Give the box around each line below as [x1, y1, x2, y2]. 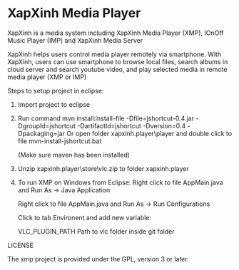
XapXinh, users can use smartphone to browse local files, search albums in [7, 57, 228, 66]
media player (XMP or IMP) [7, 73, 87, 81]
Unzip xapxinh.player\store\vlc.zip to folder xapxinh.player [17, 164, 189, 172]
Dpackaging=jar [17, 129, 66, 137]
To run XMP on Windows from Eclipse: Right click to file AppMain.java [17, 178, 223, 187]
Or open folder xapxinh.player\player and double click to [66, 129, 233, 137]
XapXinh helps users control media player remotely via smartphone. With [7, 50, 222, 58]
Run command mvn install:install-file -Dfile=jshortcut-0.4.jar [17, 114, 195, 123]
